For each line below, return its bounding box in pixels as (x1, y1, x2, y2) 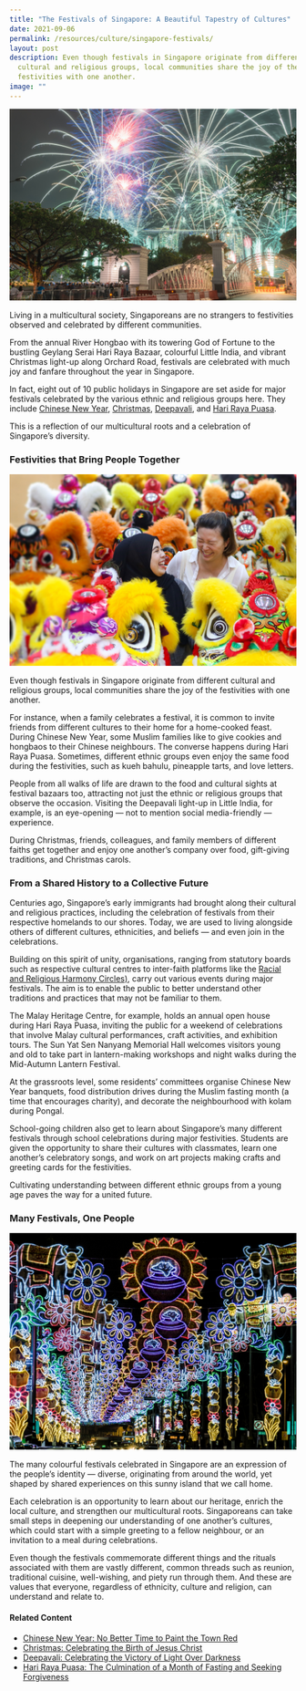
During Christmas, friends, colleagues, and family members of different (9, 835, 277, 845)
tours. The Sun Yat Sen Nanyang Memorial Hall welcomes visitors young (9, 1040, 280, 1051)
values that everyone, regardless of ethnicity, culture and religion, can (9, 1582, 272, 1592)
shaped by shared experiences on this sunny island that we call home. (9, 1478, 273, 1489)
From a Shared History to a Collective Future (9, 877, 209, 889)
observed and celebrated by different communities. (9, 319, 202, 330)
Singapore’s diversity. (9, 430, 90, 441)
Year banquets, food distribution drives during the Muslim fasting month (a (9, 1086, 290, 1097)
